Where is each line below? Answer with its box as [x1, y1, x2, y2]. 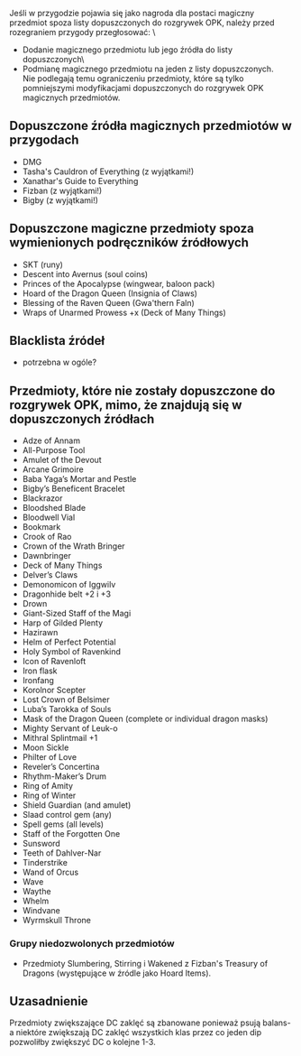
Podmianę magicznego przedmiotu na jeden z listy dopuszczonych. [22, 63, 274, 74]
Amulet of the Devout [22, 455, 102, 466]
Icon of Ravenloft [22, 656, 87, 667]
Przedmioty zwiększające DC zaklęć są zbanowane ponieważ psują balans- [9, 1017, 291, 1028]
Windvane [22, 905, 60, 916]
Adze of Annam [22, 435, 81, 446]
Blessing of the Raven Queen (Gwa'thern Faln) [22, 297, 196, 308]
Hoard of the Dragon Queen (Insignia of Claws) [22, 288, 198, 299]
